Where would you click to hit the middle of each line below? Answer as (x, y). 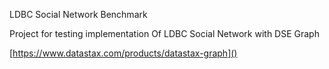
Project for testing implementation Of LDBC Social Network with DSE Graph (164, 33)
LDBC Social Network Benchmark (78, 14)
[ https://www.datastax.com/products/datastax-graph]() (123, 53)
